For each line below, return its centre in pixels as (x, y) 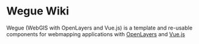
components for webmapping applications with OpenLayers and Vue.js (96, 34)
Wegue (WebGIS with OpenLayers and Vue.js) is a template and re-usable (99, 28)
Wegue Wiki (38, 11)
